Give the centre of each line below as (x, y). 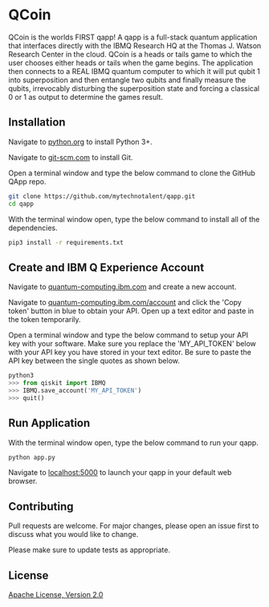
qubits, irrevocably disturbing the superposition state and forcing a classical (134, 88)
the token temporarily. (45, 320)
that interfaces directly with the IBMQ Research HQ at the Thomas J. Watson (135, 45)
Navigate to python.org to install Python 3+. (80, 142)
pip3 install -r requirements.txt (66, 242)
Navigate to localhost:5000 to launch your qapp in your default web (120, 473)
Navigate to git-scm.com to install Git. (71, 157)
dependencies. (33, 228)
